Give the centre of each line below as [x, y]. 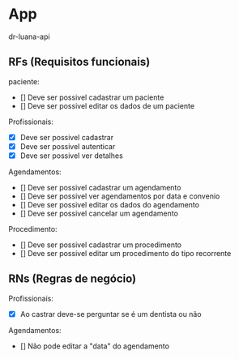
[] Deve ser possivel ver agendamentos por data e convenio [120, 196]
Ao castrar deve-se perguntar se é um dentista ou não [111, 314]
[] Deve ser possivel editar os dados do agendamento [110, 204]
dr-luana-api [29, 36]
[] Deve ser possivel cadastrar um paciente [92, 97]
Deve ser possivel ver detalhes [71, 156]
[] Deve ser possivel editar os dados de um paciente [107, 105]
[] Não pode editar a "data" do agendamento [95, 346]
